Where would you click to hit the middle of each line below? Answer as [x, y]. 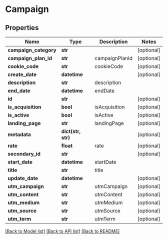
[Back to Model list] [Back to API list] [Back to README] [62, 231]
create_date [22, 74]
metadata [19, 134]
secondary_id [24, 154]
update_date [23, 178]
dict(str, [71, 131]
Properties [22, 28]
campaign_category [32, 50]
